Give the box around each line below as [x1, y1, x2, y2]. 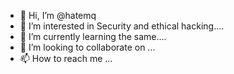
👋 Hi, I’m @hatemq [19, 10, 97, 21]
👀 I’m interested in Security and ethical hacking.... [19, 20, 225, 32]
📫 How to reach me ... [19, 53, 113, 64]
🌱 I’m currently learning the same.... [19, 31, 167, 42]
